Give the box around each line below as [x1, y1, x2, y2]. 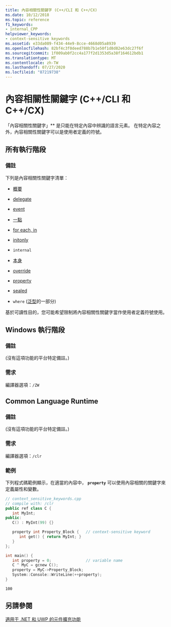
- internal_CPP [5, 27, 38, 32]
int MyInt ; [12, 510, 36, 516]
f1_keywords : [5, 22, 33, 27]
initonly [12, 237, 29, 243]
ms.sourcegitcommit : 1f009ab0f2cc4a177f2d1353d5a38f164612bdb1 [5, 50, 144, 56]
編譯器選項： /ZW [5, 382, 40, 388]
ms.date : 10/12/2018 [5, 12, 50, 17]
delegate [12, 196, 32, 202]
